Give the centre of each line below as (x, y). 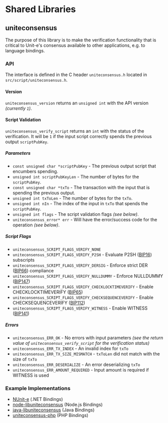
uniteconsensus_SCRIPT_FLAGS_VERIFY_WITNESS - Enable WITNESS (80, 308)
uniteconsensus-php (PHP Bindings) (50, 415)
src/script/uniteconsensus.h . (37, 80)
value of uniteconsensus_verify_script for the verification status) (81, 343)
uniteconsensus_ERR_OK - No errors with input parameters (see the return (88, 338)
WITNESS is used (31, 375)
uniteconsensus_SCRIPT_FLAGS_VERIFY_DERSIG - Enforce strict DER (80, 265)
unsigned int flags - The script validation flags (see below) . (75, 214)
